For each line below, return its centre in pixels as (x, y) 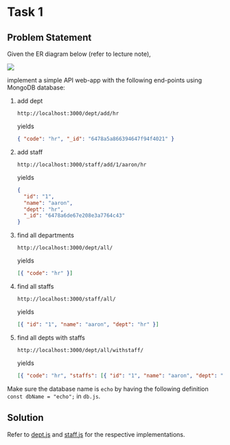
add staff (30, 152)
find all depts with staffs (51, 338)
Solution (25, 418)
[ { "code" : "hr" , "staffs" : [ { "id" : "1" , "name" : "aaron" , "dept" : (117, 375)
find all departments (45, 236)
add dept (30, 101)
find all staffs (35, 286)
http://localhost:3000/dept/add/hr (68, 114)
